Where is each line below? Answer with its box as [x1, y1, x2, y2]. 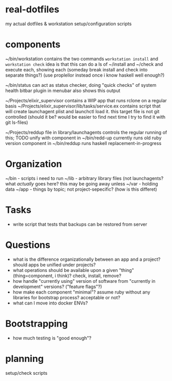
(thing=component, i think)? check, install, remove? [12, 273, 122, 279]
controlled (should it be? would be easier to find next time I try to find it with [5, 114, 166, 120]
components [5, 39, 61, 50]
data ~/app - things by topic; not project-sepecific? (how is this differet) [5, 186, 158, 192]
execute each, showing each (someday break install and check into [5, 66, 148, 72]
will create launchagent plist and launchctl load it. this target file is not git [5, 108, 160, 114]
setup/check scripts [5, 370, 48, 376]
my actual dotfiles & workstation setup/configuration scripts [5, 21, 132, 27]
